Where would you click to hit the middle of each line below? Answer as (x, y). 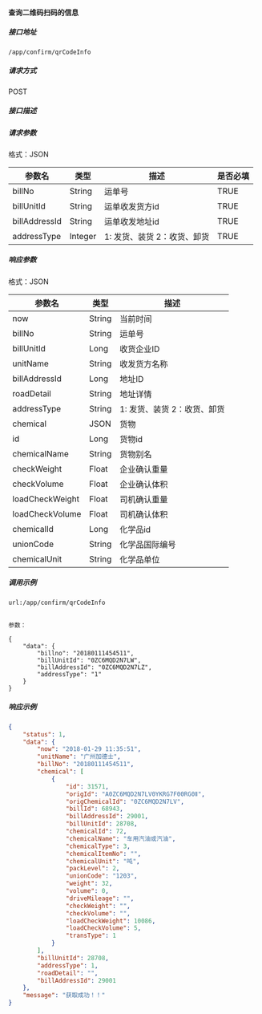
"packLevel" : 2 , (93, 869)
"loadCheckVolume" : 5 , (103, 928)
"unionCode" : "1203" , (101, 876)
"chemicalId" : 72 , (96, 831)
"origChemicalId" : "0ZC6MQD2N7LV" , (125, 801)
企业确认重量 (144, 469)
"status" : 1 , (44, 734)
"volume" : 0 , (87, 891)
